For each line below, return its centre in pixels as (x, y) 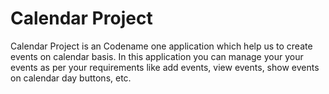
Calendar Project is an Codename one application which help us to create (161, 46)
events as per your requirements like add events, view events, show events (165, 67)
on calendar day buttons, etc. (71, 78)
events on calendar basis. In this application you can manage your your (157, 56)
